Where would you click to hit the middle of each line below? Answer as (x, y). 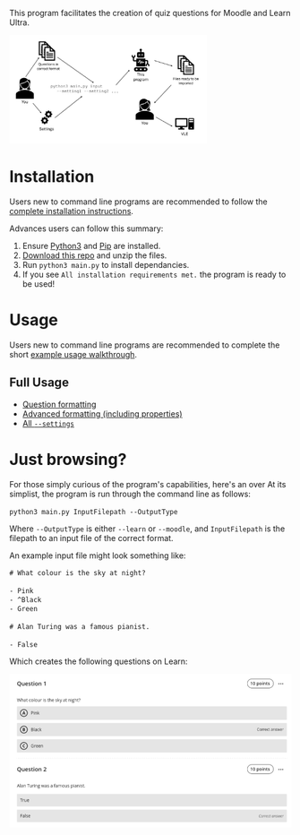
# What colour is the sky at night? (77, 572)
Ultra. (19, 22)
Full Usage (39, 383)
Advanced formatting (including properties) (102, 413)
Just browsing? (68, 459)
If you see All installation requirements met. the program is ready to (154, 274)
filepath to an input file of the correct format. (91, 538)
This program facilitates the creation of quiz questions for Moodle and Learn (150, 13)
